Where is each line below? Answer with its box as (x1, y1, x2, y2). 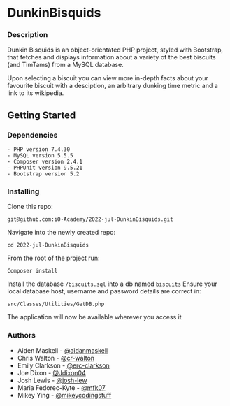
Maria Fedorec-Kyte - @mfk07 (17, 383, 106, 392)
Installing (7, 187, 40, 196)
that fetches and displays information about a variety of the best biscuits (7, 53, 216, 61)
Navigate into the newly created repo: (7, 229, 116, 237)
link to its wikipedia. (7, 89, 64, 97)
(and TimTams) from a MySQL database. (7, 61, 124, 69)
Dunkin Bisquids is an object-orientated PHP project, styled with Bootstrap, (7, 45, 224, 54)
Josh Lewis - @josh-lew (17, 376, 87, 384)
